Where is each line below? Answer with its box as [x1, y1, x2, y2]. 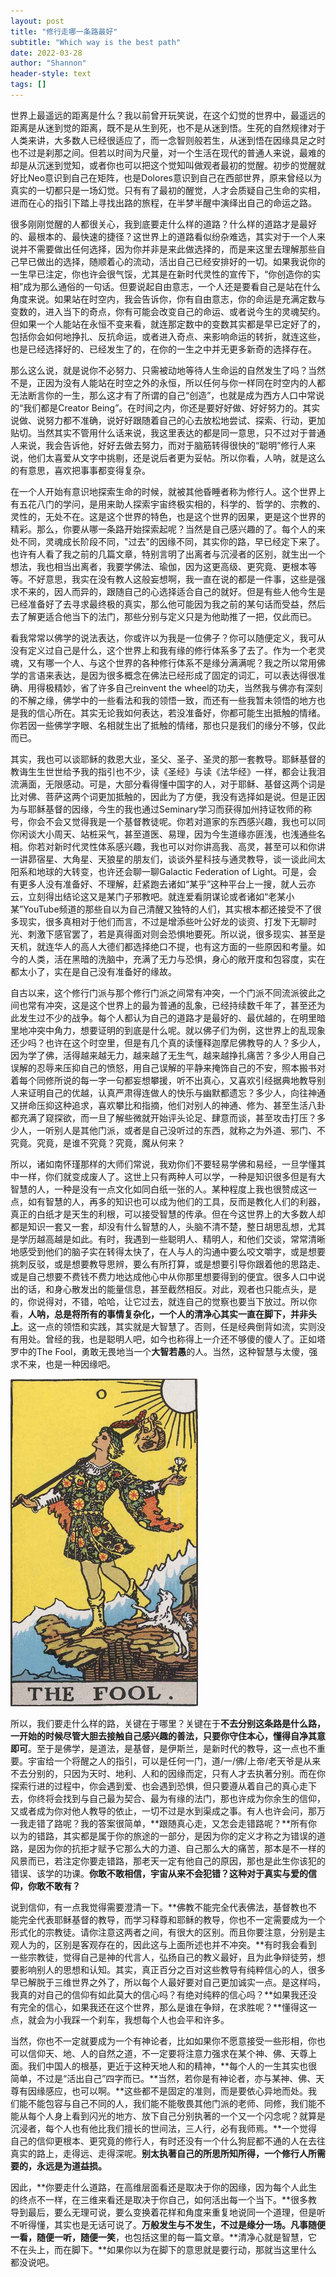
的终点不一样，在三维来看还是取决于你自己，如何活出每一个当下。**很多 [10, 2194, 309, 2206]
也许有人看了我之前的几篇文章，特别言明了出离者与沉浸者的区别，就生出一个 [10, 548, 326, 560]
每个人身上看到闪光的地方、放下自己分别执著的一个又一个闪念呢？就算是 [27, 2110, 326, 2122]
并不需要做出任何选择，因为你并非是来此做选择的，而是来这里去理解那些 [18, 243, 317, 255]
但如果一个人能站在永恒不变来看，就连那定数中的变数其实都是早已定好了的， [10, 318, 326, 330]
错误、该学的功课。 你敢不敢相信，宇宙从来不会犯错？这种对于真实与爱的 [10, 1868, 308, 1880]
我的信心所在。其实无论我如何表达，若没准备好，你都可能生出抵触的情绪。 [18, 706, 326, 719]
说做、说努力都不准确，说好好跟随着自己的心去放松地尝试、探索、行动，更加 [10, 414, 326, 426]
